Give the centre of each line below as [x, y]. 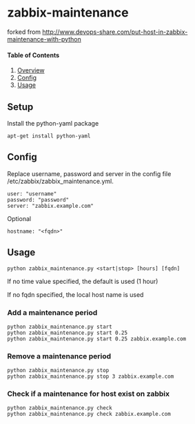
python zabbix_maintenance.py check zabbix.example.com [89, 414]
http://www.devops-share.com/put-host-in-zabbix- [115, 32]
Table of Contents [33, 55]
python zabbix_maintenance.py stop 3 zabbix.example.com [91, 377]
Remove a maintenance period [59, 356]
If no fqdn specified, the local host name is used [75, 294]
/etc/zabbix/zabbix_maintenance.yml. [60, 181]
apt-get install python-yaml [49, 136]
